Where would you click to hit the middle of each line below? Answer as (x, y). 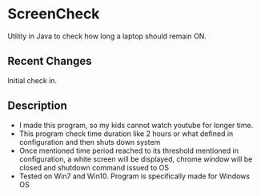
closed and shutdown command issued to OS (94, 167)
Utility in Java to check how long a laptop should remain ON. (107, 36)
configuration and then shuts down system (90, 142)
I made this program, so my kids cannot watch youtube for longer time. (136, 125)
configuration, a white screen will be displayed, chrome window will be (136, 159)
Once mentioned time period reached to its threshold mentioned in (129, 150)
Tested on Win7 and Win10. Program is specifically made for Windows (134, 176)
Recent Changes (50, 61)
